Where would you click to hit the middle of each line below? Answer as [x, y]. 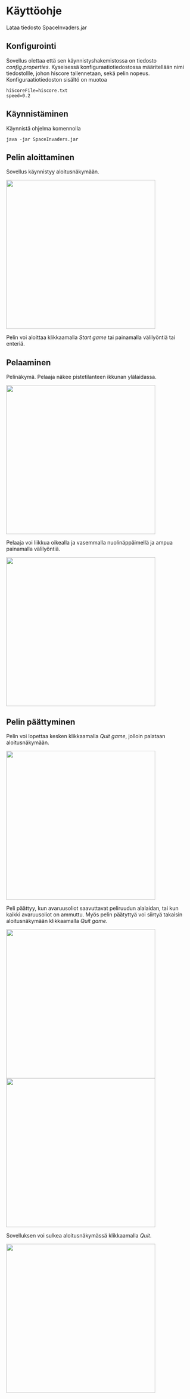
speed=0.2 [18, 96]
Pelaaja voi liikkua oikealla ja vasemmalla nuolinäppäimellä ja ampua [89, 543]
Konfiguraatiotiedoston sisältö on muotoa [57, 79]
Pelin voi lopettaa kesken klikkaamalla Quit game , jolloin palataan [86, 736]
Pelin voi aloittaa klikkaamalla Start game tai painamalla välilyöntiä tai [91, 337]
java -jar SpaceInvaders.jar [42, 139]
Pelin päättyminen [41, 722]
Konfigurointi [31, 46]
